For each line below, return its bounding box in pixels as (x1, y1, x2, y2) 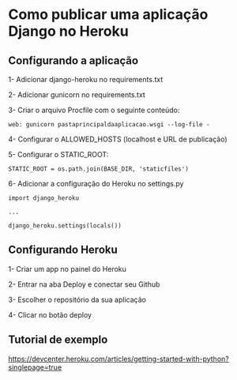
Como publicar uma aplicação (8, 6, 209, 24)
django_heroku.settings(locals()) (8, 222, 122, 230)
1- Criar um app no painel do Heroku (8, 264, 126, 273)
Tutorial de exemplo (8, 333, 108, 347)
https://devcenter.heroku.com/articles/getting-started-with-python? (8, 354, 229, 363)
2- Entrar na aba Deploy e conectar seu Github (8, 279, 160, 289)
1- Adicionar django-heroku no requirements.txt (8, 75, 164, 84)
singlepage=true (8, 362, 62, 372)
